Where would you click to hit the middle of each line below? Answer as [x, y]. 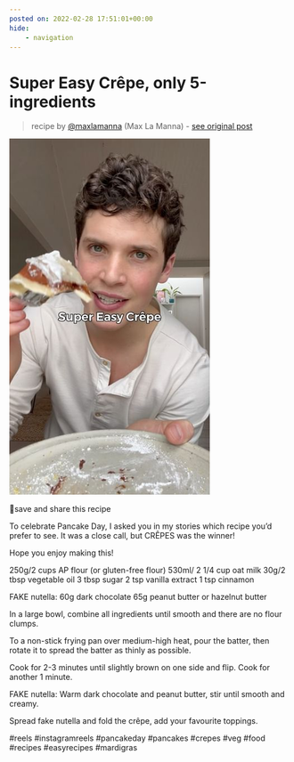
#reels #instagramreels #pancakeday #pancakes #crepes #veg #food [137, 738]
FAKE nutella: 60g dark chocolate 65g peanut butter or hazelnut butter [138, 597]
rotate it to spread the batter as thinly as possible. [100, 651]
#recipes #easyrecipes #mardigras [73, 748]
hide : [19, 28]
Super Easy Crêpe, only [98, 82]
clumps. [24, 624]
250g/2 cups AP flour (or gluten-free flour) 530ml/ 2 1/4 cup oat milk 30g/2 [147, 571]
